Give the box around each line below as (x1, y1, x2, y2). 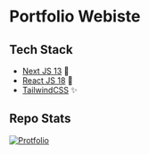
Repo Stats (9, 111, 71, 126)
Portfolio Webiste (9, 6, 141, 27)
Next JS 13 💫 (21, 65, 70, 76)
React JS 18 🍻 (21, 75, 73, 86)
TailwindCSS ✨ (21, 85, 78, 95)
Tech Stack (9, 42, 73, 57)
